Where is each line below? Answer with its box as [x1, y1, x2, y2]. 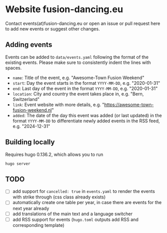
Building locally [5, 138, 55, 147]
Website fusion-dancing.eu [5, 4, 123, 15]
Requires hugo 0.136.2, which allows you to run [5, 151, 104, 157]
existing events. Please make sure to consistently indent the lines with [5, 59, 151, 65]
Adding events [5, 41, 52, 49]
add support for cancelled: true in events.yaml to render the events [12, 188, 155, 194]
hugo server [5, 161, 30, 166]
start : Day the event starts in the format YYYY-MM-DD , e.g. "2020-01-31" [12, 80, 160, 86]
